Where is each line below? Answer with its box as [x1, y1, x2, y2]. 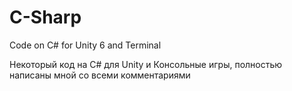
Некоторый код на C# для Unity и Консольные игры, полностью [9, 58, 283, 70]
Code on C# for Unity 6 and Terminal [9, 39, 162, 51]
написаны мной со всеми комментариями [9, 69, 191, 81]
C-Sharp [9, 6, 82, 29]
